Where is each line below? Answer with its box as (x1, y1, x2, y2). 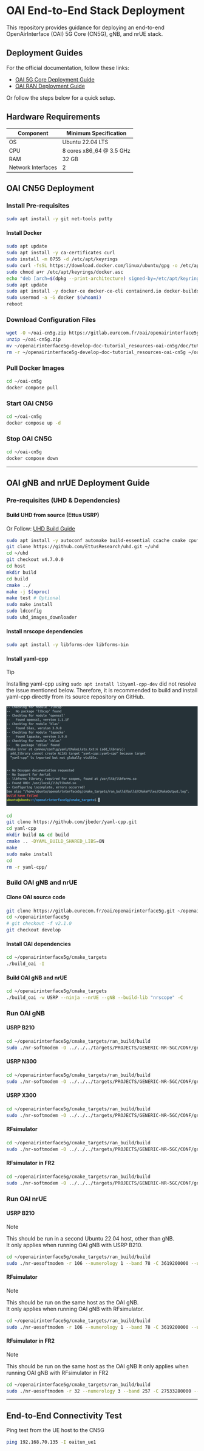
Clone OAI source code (6, 893, 66, 900)
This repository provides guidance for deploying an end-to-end (6, 24, 165, 31)
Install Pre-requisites (6, 201, 70, 210)
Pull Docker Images (6, 363, 65, 372)
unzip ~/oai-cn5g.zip (6, 336, 61, 343)
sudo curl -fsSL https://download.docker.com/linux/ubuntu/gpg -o (6, 262, 178, 268)
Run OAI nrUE (6, 1194, 47, 1203)
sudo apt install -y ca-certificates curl (6, 250, 115, 256)
